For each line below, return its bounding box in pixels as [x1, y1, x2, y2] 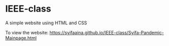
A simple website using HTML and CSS [5, 20, 88, 26]
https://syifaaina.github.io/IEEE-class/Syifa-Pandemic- [49, 29, 164, 35]
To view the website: [5, 29, 49, 35]
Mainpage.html [5, 35, 37, 41]
